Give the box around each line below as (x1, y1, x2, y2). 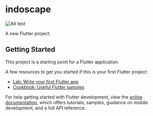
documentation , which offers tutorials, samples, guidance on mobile (5, 99, 148, 105)
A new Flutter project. (5, 30, 51, 36)
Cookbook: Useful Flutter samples (12, 84, 85, 90)
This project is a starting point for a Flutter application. (5, 59, 119, 65)
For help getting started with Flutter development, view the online (5, 94, 143, 100)
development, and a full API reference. (5, 105, 86, 111)
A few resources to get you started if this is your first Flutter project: (5, 68, 148, 75)
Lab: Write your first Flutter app (12, 78, 79, 85)
